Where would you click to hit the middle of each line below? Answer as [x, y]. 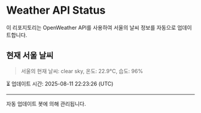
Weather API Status [56, 10]
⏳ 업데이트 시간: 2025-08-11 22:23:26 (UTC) [60, 83]
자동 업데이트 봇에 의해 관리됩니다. [46, 103]
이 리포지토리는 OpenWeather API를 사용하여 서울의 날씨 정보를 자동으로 [91, 27]
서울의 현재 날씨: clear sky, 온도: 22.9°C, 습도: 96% [82, 71]
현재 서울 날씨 [30, 56]
